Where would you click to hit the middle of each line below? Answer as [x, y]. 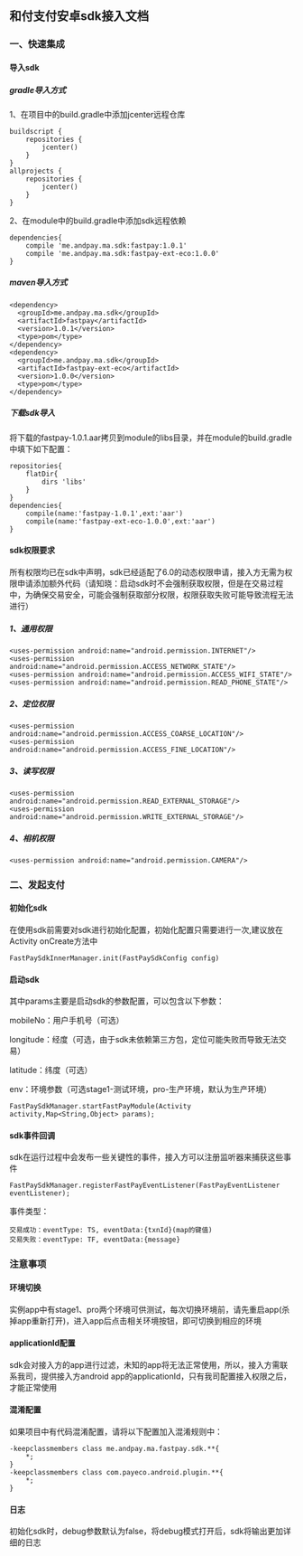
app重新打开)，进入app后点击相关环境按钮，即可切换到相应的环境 [139, 1320]
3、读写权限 [32, 770]
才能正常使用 [33, 1387]
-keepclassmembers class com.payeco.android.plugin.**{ [116, 1472]
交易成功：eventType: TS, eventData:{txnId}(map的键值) [111, 1231]
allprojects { [36, 171]
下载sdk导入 [32, 413]
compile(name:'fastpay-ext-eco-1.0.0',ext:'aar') [121, 521]
